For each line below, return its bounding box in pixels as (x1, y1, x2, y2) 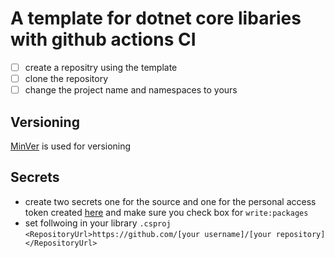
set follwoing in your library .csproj (24, 217, 172, 229)
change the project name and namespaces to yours (24, 84, 238, 96)
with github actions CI (10, 28, 197, 51)
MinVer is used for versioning (10, 140, 132, 152)
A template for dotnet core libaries (10, 7, 302, 30)
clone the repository (24, 73, 109, 84)
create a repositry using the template (24, 61, 178, 73)
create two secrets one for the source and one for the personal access (24, 195, 317, 207)
